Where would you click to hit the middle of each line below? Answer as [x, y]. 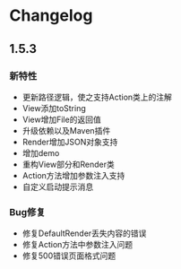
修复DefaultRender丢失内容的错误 [84, 233]
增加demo [41, 152]
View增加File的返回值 [61, 119]
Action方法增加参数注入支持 [73, 175]
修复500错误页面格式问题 [69, 256]
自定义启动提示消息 [58, 187]
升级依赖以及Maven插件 [66, 130]
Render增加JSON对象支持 [70, 142]
